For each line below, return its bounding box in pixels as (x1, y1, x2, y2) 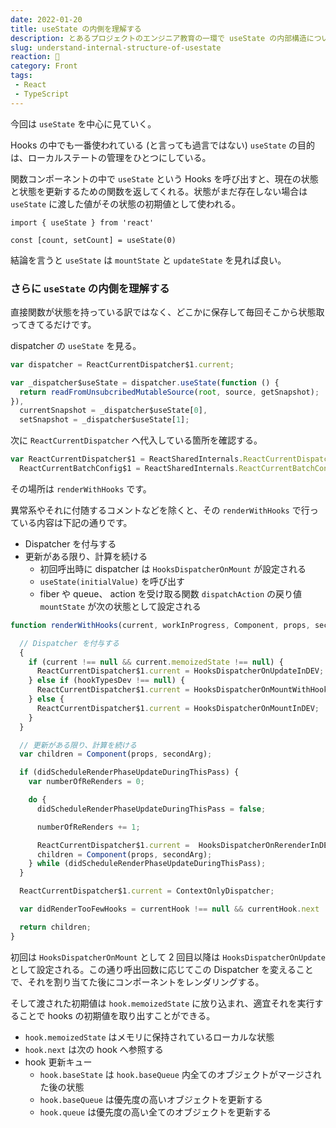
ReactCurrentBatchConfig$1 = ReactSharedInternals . (19, 464, 240, 474)
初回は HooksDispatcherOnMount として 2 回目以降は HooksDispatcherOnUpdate (10, 951, 326, 963)
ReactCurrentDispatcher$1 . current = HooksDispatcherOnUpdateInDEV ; (36, 666, 325, 676)
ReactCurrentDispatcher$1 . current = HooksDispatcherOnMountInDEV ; (36, 703, 320, 713)
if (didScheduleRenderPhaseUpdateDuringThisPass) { (19, 767, 240, 778)
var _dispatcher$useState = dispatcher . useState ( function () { (10, 377, 280, 388)
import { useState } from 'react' (10, 217, 155, 228)
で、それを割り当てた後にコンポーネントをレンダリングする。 (10, 976, 265, 988)
